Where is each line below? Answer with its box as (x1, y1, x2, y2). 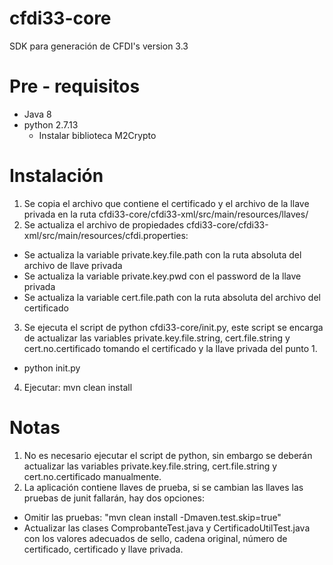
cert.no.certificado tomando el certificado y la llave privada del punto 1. (23, 342, 318, 354)
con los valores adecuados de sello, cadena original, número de (23, 532, 288, 544)
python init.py (23, 362, 81, 374)
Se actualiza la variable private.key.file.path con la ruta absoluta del (23, 248, 302, 261)
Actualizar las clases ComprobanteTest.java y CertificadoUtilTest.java (23, 522, 311, 534)
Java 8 (23, 108, 52, 120)
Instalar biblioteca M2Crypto (38, 129, 157, 141)
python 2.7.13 (23, 118, 79, 131)
